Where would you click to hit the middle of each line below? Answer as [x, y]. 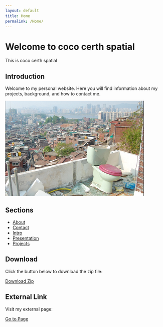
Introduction [25, 76]
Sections [19, 210]
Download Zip [20, 281]
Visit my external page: [29, 309]
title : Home [18, 16]
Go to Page [17, 318]
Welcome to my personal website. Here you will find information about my [81, 88]
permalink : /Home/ [24, 21]
